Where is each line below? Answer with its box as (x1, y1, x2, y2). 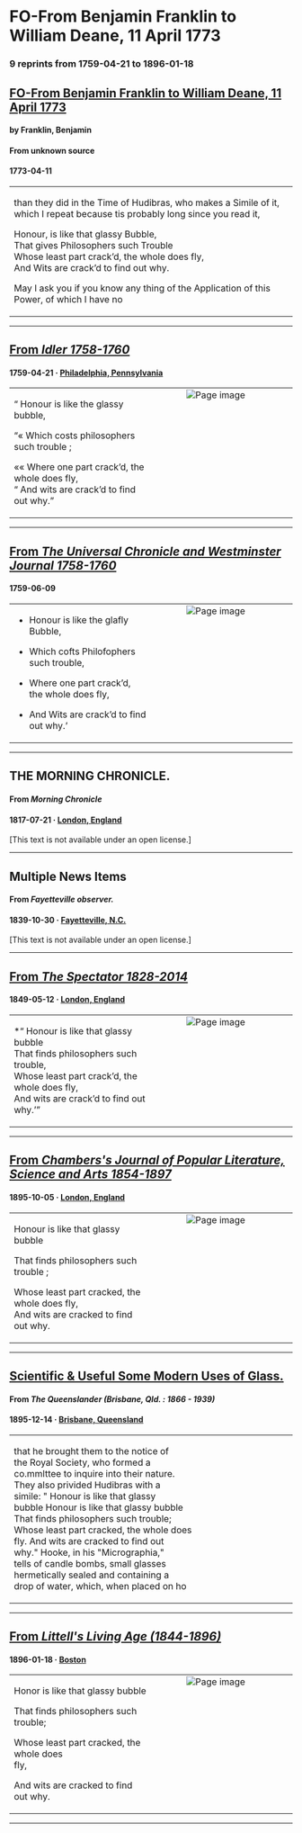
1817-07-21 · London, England (9, 814, 123, 825)
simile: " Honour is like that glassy (13, 1489, 156, 1502)
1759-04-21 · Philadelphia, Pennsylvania (9, 367, 164, 378)
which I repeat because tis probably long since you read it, (13, 207, 261, 220)
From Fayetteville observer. (9, 894, 114, 905)
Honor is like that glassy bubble (13, 1685, 147, 1697)
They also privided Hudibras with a (13, 1478, 161, 1491)
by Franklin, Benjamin (9, 124, 93, 136)
